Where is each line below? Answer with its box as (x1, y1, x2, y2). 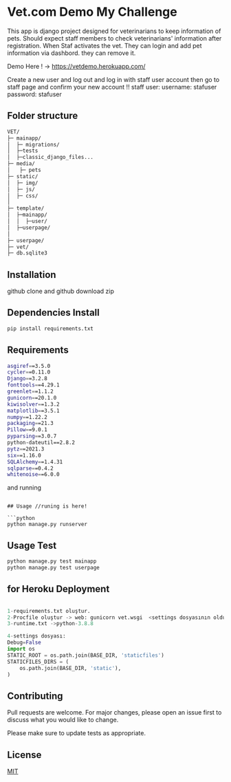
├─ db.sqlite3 (7, 250, 48, 257)
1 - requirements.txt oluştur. (7, 607, 91, 614)
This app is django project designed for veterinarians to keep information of (7, 27, 221, 35)
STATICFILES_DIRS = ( (7, 658, 69, 665)
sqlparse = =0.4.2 (7, 465, 54, 472)
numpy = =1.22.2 (7, 413, 48, 420)
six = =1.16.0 (7, 452, 41, 459)
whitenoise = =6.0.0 (7, 471, 60, 478)
